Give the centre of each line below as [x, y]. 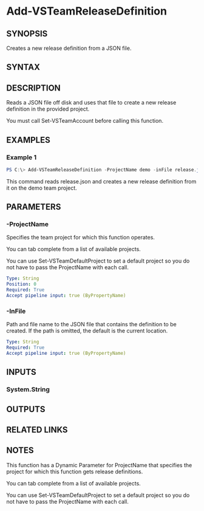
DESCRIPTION [33, 88]
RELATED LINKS [37, 430]
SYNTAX [23, 67]
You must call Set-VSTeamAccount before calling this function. [85, 121]
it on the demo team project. [42, 188]
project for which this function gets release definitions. [75, 472]
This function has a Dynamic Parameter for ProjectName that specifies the [99, 465]
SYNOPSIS [27, 34]
